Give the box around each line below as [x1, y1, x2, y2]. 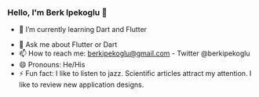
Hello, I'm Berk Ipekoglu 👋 [7, 7, 108, 18]
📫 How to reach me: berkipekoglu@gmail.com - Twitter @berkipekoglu [18, 48, 250, 58]
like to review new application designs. [18, 80, 144, 89]
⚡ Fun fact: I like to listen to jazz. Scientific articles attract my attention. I [18, 69, 252, 78]
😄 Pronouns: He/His [18, 60, 86, 70]
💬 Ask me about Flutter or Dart [18, 40, 118, 49]
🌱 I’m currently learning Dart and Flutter [18, 25, 147, 34]
